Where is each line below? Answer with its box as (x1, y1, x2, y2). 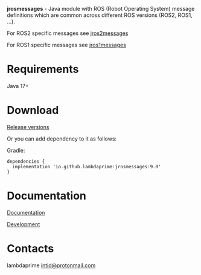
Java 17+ (7, 82, 30, 89)
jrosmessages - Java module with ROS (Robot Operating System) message (7, 5, 195, 12)
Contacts (7, 242, 54, 255)
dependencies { (7, 158, 45, 165)
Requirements (7, 63, 79, 76)
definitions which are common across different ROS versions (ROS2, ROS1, (7, 11, 193, 19)
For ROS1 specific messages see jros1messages (7, 42, 126, 48)
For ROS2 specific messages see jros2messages (7, 30, 129, 37)
